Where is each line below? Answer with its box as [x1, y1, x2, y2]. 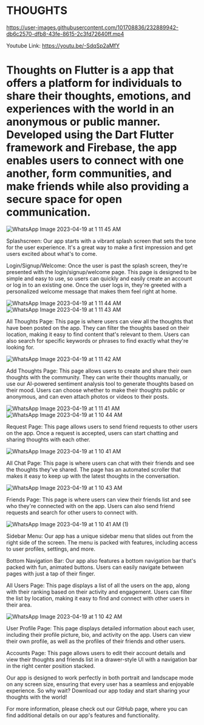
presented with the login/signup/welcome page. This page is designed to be [6, 268, 197, 275]
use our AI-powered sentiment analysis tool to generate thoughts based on [6, 380, 194, 387]
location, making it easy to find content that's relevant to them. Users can [6, 331, 190, 338]
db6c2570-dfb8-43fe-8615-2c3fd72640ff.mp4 [6, 30, 124, 37]
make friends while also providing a [6, 180, 189, 193]
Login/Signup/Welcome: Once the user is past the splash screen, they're [6, 262, 188, 269]
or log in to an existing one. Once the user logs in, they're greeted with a [6, 281, 187, 289]
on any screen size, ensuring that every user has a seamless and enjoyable [6, 680, 194, 687]
